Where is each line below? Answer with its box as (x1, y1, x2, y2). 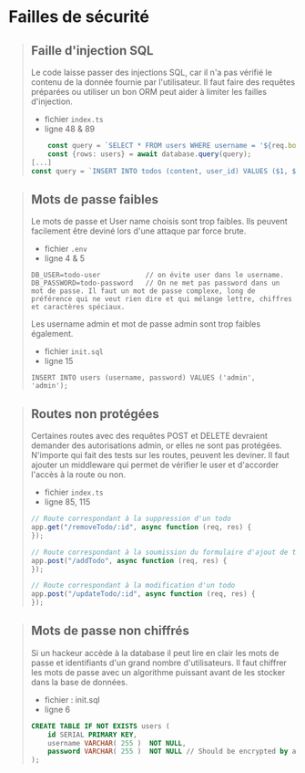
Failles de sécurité (8, 6, 149, 27)
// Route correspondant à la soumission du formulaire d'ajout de (30, 548, 289, 557)
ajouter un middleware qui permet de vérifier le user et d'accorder (30, 459, 280, 471)
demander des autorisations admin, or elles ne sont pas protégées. (30, 440, 283, 451)
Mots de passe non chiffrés (30, 623, 190, 639)
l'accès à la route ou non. (30, 469, 127, 480)
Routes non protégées (30, 406, 160, 422)
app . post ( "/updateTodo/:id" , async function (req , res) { (30, 590, 256, 599)
